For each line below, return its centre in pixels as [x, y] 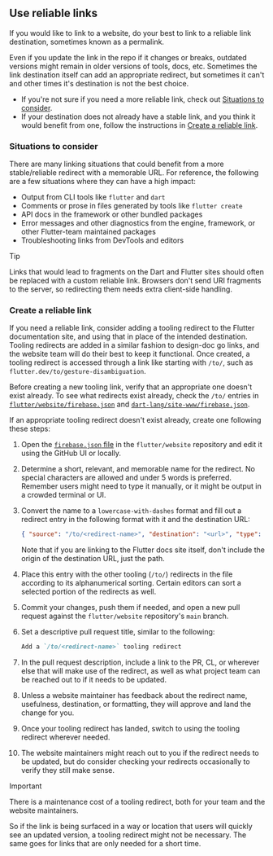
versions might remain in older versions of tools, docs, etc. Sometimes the [133, 66]
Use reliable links [54, 13]
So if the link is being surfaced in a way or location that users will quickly [131, 827]
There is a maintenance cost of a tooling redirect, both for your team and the [137, 802]
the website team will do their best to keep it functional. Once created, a [130, 354]
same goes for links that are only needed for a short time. [105, 844]
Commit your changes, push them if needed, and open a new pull [130, 608]
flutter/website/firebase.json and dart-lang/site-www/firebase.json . [130, 404]
